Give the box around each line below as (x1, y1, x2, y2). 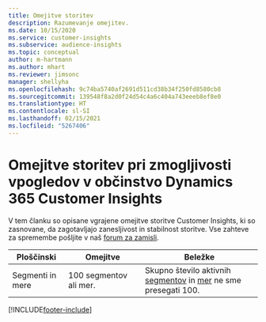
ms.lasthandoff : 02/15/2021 (8, 115, 101, 123)
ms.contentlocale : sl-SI (8, 108, 90, 116)
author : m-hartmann (8, 56, 73, 64)
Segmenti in (12, 270, 57, 281)
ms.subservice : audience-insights (8, 41, 123, 49)
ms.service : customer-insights (8, 33, 112, 42)
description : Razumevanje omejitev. (8, 19, 129, 27)
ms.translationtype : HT (8, 100, 87, 108)
